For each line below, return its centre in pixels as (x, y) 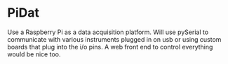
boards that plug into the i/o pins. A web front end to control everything (110, 47)
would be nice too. (34, 54)
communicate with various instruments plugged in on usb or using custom (114, 39)
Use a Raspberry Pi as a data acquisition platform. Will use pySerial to (108, 32)
